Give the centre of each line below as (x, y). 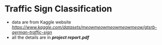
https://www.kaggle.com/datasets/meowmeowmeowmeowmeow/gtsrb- (84, 27)
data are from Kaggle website (41, 22)
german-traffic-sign (32, 32)
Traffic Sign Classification (59, 9)
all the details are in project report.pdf (51, 37)
